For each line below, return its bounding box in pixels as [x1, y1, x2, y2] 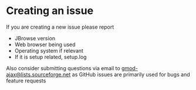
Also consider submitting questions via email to [6, 64, 120, 71]
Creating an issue [6, 4, 94, 18]
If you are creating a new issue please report [6, 23, 114, 30]
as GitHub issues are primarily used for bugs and [72, 71, 190, 78]
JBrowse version [14, 34, 56, 41]
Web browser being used [14, 41, 76, 48]
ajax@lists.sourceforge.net [6, 71, 71, 78]
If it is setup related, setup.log [14, 53, 87, 60]
